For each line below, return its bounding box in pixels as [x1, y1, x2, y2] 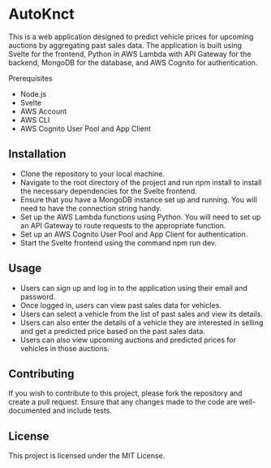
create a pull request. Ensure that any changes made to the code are [8, 397, 238, 407]
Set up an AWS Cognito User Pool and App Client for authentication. [19, 229, 248, 239]
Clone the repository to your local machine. [19, 168, 165, 179]
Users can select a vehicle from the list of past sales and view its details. [19, 309, 264, 318]
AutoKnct [8, 5, 75, 24]
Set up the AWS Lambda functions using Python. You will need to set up [19, 212, 261, 222]
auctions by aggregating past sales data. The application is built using [8, 40, 242, 50]
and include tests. [52, 405, 112, 415]
